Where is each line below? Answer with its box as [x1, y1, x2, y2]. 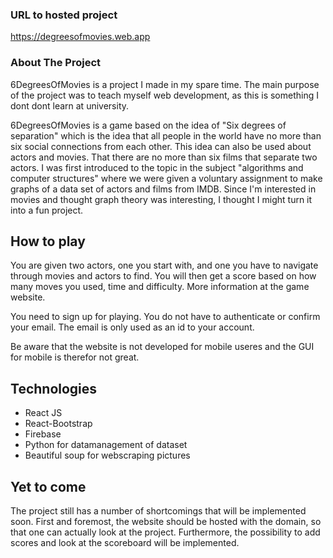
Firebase [24, 428, 62, 440]
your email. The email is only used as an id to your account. [10, 321, 255, 333]
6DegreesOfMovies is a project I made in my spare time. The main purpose [10, 78, 320, 90]
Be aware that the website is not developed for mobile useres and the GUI [10, 341, 315, 353]
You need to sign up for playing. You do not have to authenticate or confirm [10, 311, 321, 323]
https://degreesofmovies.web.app [10, 31, 151, 43]
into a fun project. [10, 204, 84, 216]
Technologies [10, 380, 98, 397]
